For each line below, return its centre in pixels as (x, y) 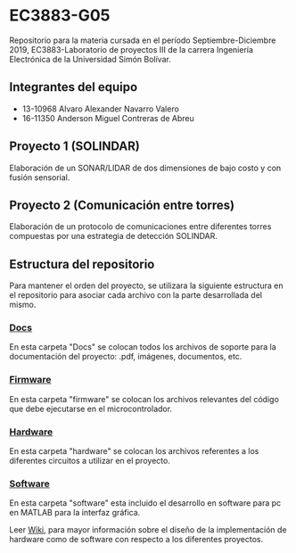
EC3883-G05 (60, 16)
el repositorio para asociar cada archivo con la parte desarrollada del (136, 295)
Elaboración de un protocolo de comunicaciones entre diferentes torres (140, 227)
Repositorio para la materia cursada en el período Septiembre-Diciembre (143, 40)
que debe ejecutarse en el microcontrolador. (90, 409)
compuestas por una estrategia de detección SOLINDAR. (114, 236)
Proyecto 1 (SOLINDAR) (74, 147)
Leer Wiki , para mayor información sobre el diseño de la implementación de (148, 530)
